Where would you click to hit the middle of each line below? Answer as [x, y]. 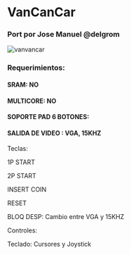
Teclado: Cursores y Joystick [49, 244]
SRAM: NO [23, 85]
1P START [21, 162]
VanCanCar [41, 12]
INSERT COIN [27, 189]
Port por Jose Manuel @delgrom [64, 35]
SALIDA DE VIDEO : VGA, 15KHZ [54, 133]
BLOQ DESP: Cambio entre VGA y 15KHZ [66, 217]
